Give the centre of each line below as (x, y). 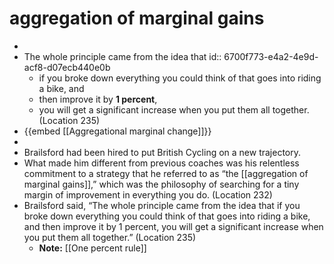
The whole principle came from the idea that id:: (122, 56)
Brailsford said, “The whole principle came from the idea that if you (162, 205)
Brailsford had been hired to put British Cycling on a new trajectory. (162, 152)
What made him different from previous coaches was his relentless (161, 163)
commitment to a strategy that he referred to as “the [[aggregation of (166, 173)
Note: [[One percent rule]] (92, 248)
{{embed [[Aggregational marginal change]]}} (117, 131)
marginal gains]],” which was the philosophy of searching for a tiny (161, 184)
